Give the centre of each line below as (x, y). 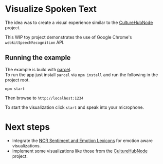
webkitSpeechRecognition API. (35, 42)
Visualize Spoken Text (51, 9)
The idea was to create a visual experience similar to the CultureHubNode (79, 22)
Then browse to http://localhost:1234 (44, 98)
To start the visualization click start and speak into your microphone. (75, 107)
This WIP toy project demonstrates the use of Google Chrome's (69, 37)
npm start (15, 89)
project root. (18, 80)
